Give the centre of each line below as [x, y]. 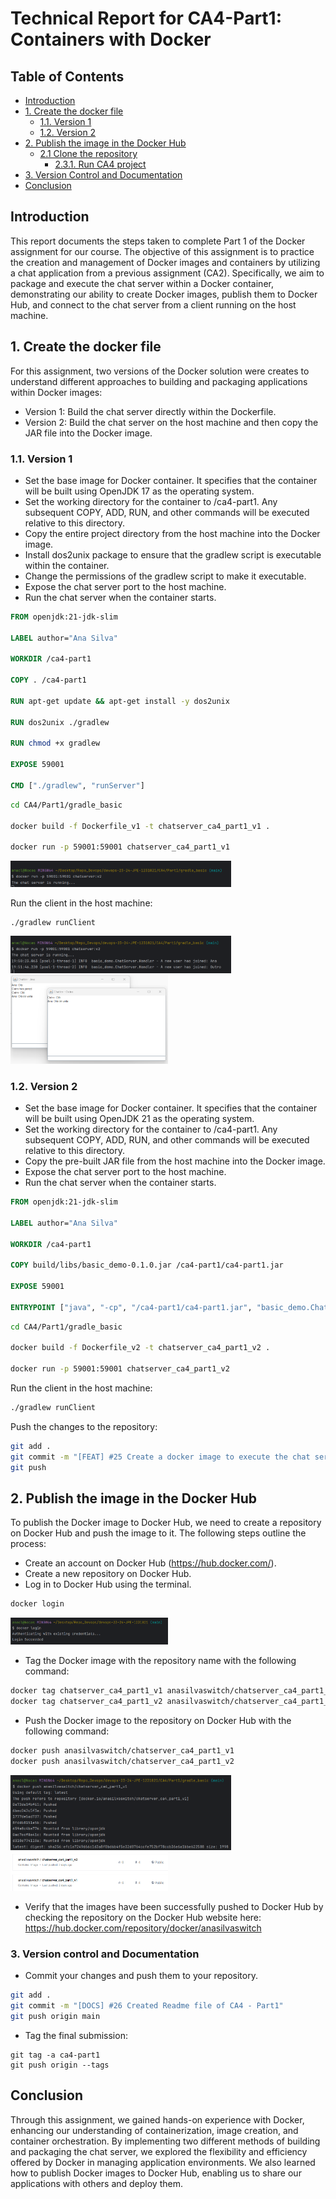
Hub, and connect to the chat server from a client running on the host [153, 304]
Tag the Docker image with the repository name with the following [160, 1661]
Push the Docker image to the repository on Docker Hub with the [158, 1720]
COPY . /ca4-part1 [48, 680]
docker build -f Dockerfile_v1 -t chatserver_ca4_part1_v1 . [140, 826]
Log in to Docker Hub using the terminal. [108, 1584]
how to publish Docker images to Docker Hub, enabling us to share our [156, 2173]
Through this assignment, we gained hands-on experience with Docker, [157, 2119]
